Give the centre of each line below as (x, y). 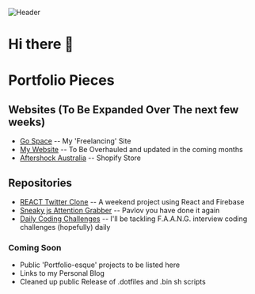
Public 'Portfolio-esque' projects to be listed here (100, 265)
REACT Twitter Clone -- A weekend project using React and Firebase (132, 202)
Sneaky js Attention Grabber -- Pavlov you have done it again (120, 210)
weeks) (27, 122)
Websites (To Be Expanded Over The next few (124, 110)
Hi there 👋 (41, 44)
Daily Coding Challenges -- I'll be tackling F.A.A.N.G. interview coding (133, 219)
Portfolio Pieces (61, 80)
